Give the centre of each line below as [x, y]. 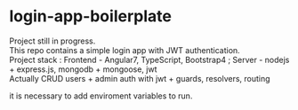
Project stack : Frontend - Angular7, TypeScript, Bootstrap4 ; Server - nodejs [149, 59]
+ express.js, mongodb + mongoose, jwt [83, 69]
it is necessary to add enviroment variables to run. [101, 96]
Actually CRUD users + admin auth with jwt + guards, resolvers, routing [140, 78]
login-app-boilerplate [90, 16]
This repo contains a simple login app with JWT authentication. [125, 50]
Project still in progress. [52, 41]
